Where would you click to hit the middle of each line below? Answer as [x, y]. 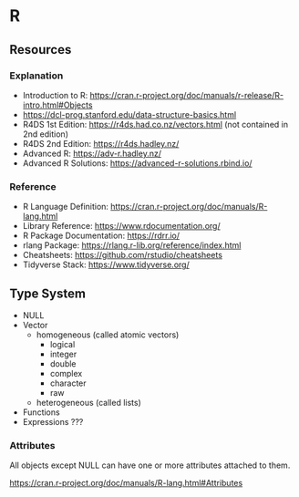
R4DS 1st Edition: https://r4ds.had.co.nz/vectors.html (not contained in [155, 124]
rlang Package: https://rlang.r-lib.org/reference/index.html [132, 245]
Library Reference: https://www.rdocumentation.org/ [121, 226]
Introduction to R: [55, 95]
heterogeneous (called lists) [88, 402]
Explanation [36, 76]
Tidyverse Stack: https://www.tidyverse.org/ [106, 264]
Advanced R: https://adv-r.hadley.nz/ [92, 153]
